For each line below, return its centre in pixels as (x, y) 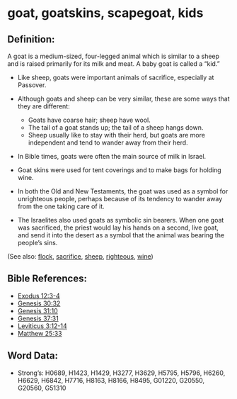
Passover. (32, 85)
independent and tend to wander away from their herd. (108, 142)
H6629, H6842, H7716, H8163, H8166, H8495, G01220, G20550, (111, 380)
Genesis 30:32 (39, 303)
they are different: (44, 106)
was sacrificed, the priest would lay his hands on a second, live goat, (118, 227)
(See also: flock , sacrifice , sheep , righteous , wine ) (80, 256)
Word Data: (33, 356)
